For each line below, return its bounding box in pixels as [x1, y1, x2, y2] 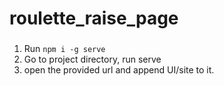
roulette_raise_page [9, 7, 179, 30]
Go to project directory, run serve [23, 53, 162, 66]
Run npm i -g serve [23, 43, 106, 55]
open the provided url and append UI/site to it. [23, 64, 215, 76]
